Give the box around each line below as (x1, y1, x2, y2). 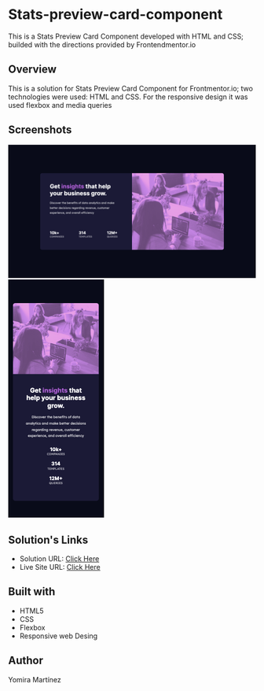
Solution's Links (8, 533, 89, 546)
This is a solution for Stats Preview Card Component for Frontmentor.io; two (8, 83, 254, 93)
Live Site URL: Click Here (19, 563, 101, 572)
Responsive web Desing (19, 631, 98, 641)
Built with (8, 585, 56, 599)
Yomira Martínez (8, 674, 61, 684)
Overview (8, 63, 57, 76)
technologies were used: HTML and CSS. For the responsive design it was (8, 92, 248, 102)
